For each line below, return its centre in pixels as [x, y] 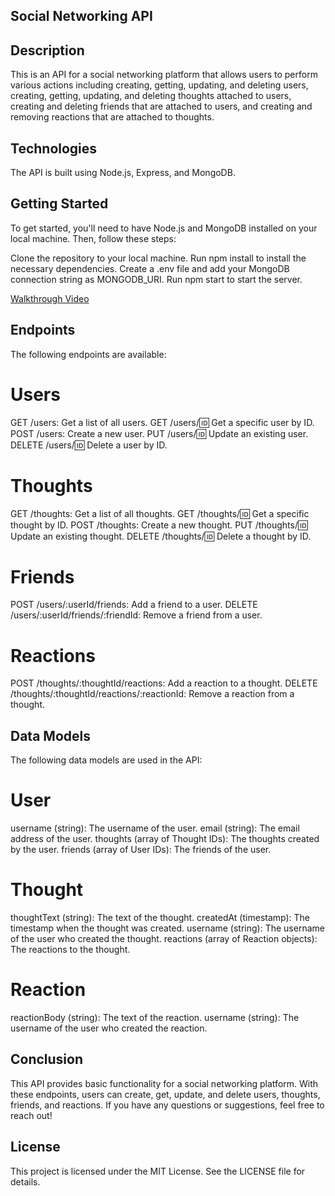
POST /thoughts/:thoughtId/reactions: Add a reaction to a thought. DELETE [164, 683]
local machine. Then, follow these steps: [93, 238]
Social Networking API [81, 16]
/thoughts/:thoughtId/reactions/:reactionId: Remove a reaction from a [152, 694]
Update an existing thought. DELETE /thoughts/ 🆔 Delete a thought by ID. [161, 536]
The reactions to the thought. [70, 950]
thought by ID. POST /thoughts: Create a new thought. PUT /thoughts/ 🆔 [159, 525]
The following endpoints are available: [88, 354]
